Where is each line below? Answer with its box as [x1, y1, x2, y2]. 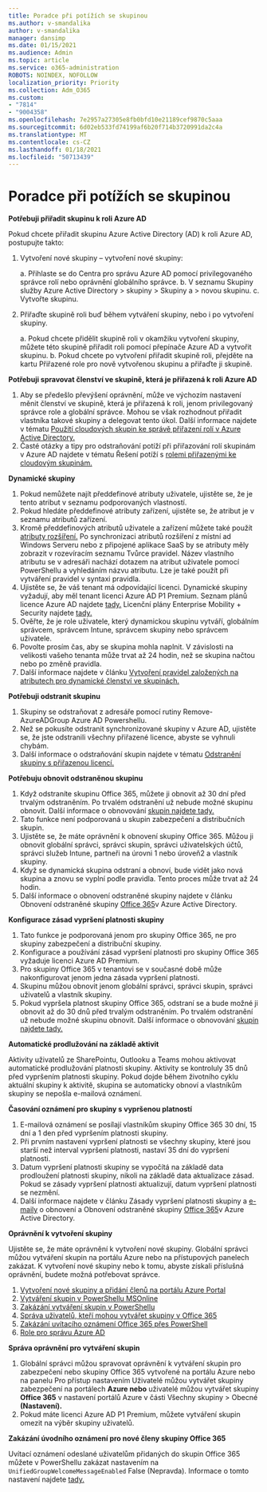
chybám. [19, 741, 49, 751]
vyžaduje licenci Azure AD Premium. [19, 956, 139, 966]
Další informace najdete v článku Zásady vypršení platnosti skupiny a [19, 1196, 247, 1206]
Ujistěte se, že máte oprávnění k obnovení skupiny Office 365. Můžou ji [19, 832, 253, 841]
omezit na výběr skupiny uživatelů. [19, 1418, 135, 1428]
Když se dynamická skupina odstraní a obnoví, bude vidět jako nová [19, 865, 243, 876]
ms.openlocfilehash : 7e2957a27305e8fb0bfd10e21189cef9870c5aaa [8, 116, 223, 124]
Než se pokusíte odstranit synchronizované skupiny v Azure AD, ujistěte [19, 724, 257, 734]
